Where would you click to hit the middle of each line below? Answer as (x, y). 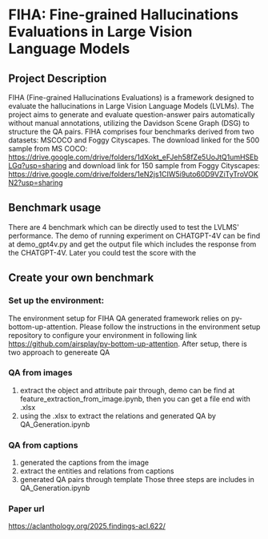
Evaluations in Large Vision (100, 32)
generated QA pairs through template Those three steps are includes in (137, 480)
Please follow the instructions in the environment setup (170, 327)
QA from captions (43, 444)
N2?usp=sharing (36, 183)
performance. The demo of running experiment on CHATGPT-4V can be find (134, 235)
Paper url (27, 509)
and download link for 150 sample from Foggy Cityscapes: (164, 165)
